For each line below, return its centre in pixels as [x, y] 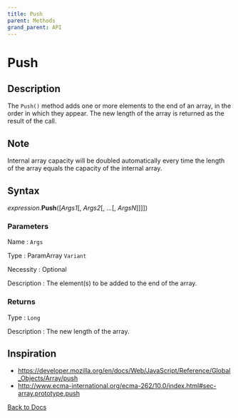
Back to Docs [27, 407]
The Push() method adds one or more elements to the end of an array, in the [119, 106]
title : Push [25, 14]
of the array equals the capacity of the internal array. [85, 168]
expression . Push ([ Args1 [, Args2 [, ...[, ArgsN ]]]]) [78, 208]
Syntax [24, 191]
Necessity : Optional [37, 270]
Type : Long [24, 317]
